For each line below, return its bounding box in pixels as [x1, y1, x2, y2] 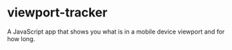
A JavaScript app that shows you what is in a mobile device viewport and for [7, 27, 225, 36]
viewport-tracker [7, 5, 108, 21]
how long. [7, 34, 36, 42]
